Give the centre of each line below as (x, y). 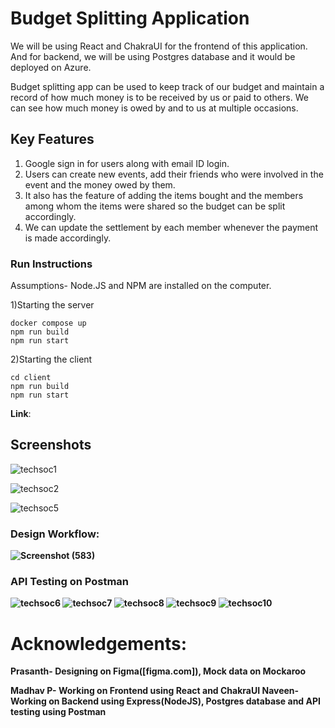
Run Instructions (51, 264)
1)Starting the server (52, 305)
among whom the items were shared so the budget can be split (155, 206)
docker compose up (48, 323)
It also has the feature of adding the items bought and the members (164, 195)
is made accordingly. (68, 238)
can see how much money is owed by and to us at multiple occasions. (154, 108)
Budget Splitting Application (130, 18)
